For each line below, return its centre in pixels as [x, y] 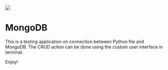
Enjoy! [12, 61]
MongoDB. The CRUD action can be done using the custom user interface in [84, 46]
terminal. [14, 52]
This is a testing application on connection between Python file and [75, 41]
